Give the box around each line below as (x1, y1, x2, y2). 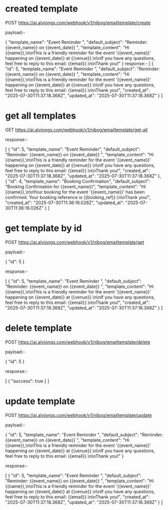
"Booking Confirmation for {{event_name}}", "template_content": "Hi (5, 183, 146, 189)
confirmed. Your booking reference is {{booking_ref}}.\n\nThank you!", (5, 194, 151, 200)
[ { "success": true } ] (5, 378, 49, 384)
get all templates (5, 110, 76, 122)
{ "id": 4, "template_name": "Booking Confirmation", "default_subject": (5, 178, 150, 184)
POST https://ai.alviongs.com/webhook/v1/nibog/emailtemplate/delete (5, 339, 150, 345)
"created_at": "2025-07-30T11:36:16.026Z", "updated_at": (5, 199, 124, 206)
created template (5, 3, 78, 15)
